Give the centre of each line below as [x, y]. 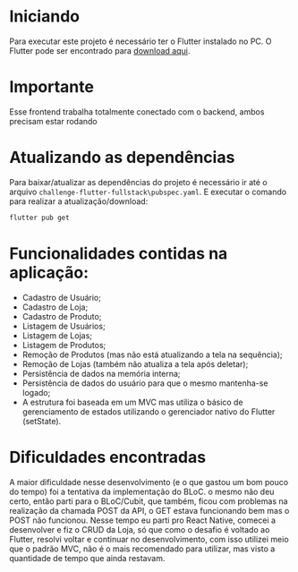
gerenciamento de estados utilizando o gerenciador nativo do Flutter [149, 411]
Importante [51, 87]
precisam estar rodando [53, 121]
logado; [36, 392]
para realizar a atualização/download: [79, 201]
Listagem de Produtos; [64, 345]
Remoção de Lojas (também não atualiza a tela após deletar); [135, 363]
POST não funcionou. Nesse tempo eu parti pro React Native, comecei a [142, 520]
